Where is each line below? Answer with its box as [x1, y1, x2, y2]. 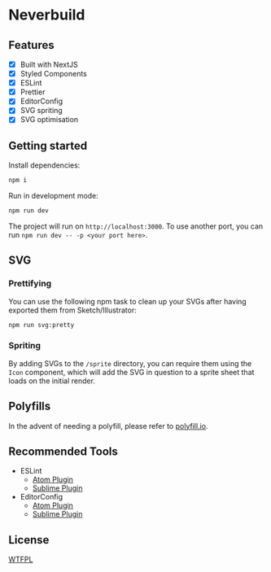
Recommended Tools [8, 445, 118, 459]
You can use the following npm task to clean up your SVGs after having [8, 296, 247, 306]
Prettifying [8, 278, 52, 290]
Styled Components [20, 69, 88, 79]
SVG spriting [20, 106, 63, 116]
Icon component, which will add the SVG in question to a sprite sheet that [8, 367, 255, 377]
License [8, 533, 50, 547]
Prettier [20, 87, 46, 97]
